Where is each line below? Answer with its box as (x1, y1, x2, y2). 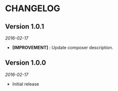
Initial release (12, 81, 39, 87)
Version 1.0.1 (5, 22, 45, 31)
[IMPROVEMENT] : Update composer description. (12, 45, 114, 50)
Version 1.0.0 (5, 59, 47, 67)
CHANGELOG (5, 3, 60, 14)
